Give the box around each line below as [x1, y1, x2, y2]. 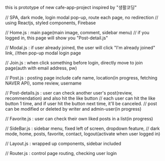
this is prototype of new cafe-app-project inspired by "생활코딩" [5, 5, 137, 10]
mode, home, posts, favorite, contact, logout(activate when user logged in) [5, 131, 160, 137]
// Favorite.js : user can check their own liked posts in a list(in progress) [5, 116, 153, 122]
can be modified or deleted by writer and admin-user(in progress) [5, 106, 142, 112]
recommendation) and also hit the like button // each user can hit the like [5, 95, 156, 101]
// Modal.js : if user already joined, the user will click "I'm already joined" [5, 45, 155, 50]
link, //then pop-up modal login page [5, 50, 81, 56]
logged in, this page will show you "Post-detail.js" [5, 35, 108, 41]
